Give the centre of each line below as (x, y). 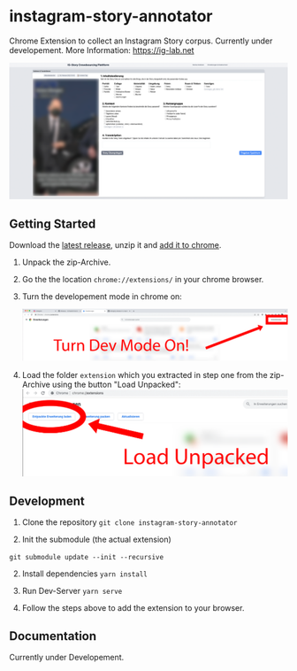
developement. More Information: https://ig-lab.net (102, 50)
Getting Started (53, 224)
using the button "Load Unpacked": (116, 384)
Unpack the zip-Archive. (66, 262)
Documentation (53, 636)
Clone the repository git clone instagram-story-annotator (129, 522)
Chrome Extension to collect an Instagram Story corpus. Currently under (141, 41)
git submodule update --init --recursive (87, 558)
